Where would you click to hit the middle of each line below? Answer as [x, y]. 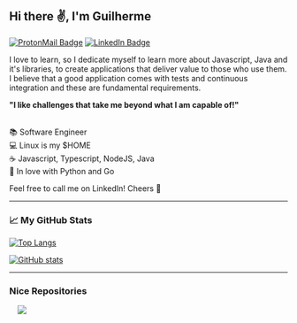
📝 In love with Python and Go [62, 171]
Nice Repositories [48, 291]
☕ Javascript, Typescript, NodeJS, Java [82, 158]
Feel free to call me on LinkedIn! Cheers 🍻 [85, 188]
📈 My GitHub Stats [51, 219]
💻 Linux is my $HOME [50, 145]
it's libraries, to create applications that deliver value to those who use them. [148, 69]
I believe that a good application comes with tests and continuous [129, 78]
